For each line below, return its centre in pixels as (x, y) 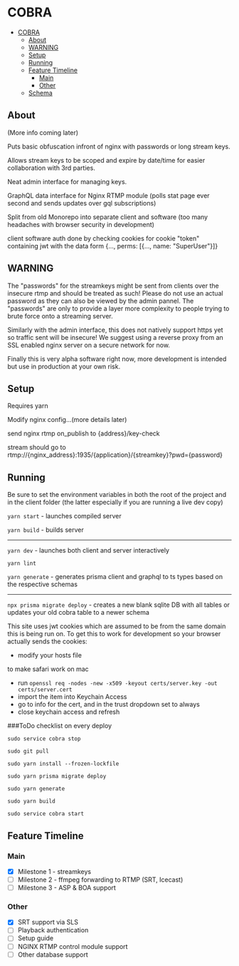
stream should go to (37, 448)
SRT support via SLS (48, 922)
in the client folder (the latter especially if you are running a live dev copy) (115, 502)
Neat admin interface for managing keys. (67, 181)
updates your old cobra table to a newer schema (78, 613)
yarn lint (22, 564)
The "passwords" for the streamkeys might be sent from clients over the (113, 286)
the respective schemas (43, 584)
